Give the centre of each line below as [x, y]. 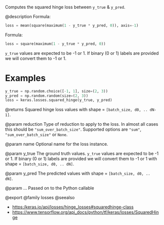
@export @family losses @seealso [40, 198]
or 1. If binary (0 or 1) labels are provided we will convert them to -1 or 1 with [81, 159]
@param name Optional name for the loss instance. [57, 144]
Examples [25, 78]
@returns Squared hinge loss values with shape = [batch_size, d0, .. [76, 110]
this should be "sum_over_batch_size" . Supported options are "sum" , [73, 130]
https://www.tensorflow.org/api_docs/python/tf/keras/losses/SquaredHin [85, 212]
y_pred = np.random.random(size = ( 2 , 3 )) [47, 96]
